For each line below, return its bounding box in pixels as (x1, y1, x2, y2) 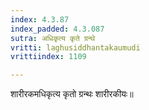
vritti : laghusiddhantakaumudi (10, 42, 141, 53)
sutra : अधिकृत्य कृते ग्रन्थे (10, 33, 96, 43)
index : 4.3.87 (10, 14, 70, 25)
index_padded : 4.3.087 (10, 24, 105, 34)
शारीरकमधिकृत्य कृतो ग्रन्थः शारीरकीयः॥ (10, 88, 134, 100)
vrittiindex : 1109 (10, 52, 87, 62)
